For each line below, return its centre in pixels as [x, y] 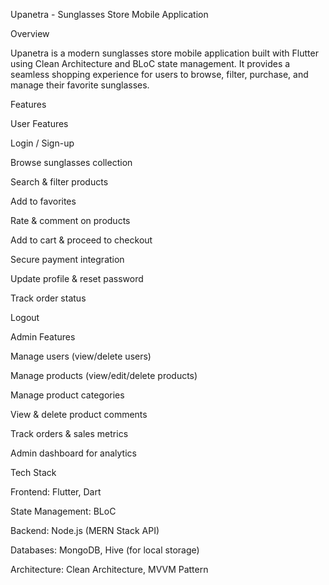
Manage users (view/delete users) [81, 356]
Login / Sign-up [42, 143]
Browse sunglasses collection [71, 162]
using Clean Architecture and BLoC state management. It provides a [150, 63]
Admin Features [43, 337]
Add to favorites [43, 201]
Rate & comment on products [70, 220]
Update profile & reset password [77, 278]
